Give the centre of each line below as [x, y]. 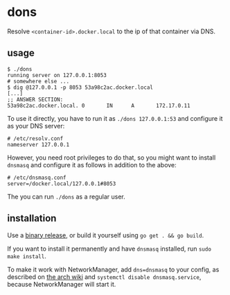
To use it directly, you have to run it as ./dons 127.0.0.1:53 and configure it [115, 118]
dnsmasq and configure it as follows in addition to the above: [92, 165]
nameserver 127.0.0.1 [38, 144]
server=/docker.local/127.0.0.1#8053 [62, 184]
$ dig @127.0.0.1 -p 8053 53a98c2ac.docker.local [80, 87]
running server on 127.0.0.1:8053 [57, 75]
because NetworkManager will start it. [62, 284]
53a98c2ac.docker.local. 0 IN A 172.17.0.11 [99, 106]
